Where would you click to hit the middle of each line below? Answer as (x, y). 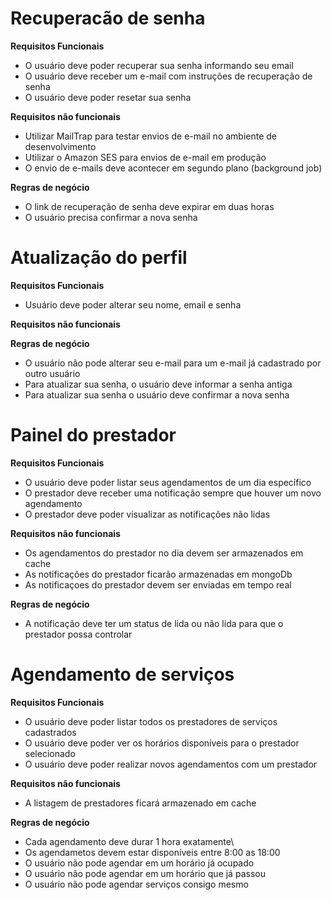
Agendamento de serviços (122, 674)
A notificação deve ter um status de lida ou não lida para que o (154, 623)
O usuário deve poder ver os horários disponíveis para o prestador (162, 743)
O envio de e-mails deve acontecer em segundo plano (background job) (173, 168)
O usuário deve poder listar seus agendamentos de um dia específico (168, 482)
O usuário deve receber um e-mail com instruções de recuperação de (168, 76)
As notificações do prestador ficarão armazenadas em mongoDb (158, 574)
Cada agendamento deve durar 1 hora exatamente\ (129, 841)
